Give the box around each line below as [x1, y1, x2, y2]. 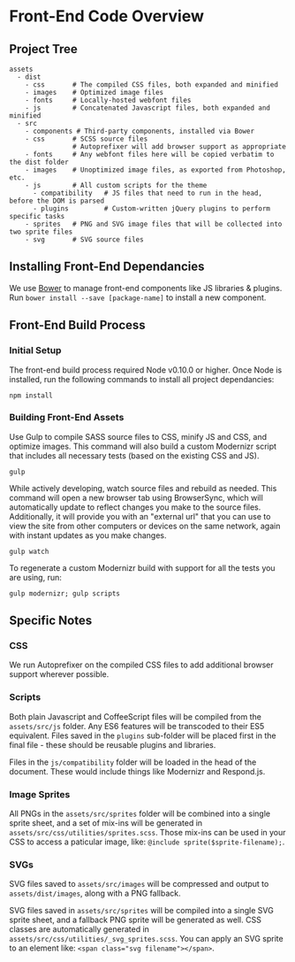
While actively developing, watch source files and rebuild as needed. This [9, 482, 277, 493]
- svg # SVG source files [25, 235, 144, 244]
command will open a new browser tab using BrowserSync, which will [9, 492, 263, 503]
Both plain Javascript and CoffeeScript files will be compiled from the [9, 711, 262, 722]
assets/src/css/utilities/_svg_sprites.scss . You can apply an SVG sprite [9, 934, 284, 944]
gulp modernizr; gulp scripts [9, 589, 121, 598]
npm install [9, 391, 53, 400]
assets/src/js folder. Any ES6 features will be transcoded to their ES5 [9, 720, 265, 731]
